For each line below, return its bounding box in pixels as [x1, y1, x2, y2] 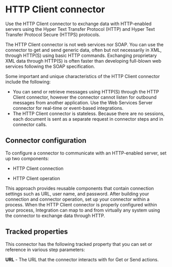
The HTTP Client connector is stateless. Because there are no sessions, [12, 110, 165, 117]
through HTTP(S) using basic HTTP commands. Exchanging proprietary [5, 52, 157, 59]
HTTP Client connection [12, 165, 64, 171]
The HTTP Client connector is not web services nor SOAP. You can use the [5, 41, 164, 47]
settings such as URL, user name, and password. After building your [5, 190, 149, 197]
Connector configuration [5, 136, 86, 145]
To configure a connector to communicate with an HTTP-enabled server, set [5, 150, 167, 156]
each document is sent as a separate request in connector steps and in [12, 116, 163, 122]
